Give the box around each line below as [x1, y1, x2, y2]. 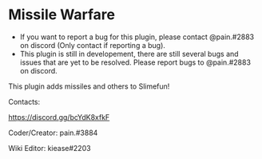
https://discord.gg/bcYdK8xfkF [8, 112, 110, 121]
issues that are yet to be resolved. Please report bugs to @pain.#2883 [19, 58, 252, 67]
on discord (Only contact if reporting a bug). [19, 40, 166, 50]
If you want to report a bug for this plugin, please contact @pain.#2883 [19, 32, 254, 42]
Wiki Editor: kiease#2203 [8, 143, 91, 153]
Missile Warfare [8, 6, 116, 24]
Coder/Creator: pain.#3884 [8, 128, 98, 137]
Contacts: [8, 97, 41, 106]
